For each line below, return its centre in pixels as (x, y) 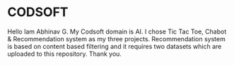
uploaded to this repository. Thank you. (65, 54)
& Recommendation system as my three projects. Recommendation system (117, 38)
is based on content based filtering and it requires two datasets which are (115, 46)
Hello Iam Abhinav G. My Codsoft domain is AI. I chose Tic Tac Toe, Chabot (117, 31)
